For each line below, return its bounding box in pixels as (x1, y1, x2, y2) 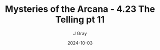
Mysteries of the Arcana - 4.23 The (5, 3, 155, 15)
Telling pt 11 (55, 14, 105, 25)
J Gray (73, 30, 87, 36)
